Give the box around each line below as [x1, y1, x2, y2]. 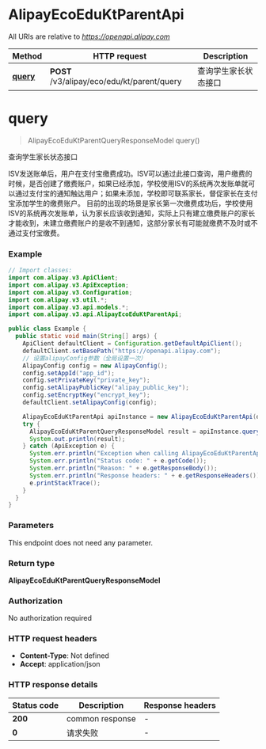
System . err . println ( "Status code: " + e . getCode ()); [28, 457, 207, 465]
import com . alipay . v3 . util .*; [8, 295, 108, 304]
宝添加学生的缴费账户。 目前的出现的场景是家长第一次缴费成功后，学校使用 [8, 198, 253, 207]
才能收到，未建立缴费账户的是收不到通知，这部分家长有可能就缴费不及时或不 [8, 218, 258, 227]
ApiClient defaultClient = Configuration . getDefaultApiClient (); [22, 340, 243, 348]
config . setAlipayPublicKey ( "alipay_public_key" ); [22, 384, 190, 392]
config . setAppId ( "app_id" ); [22, 369, 115, 377]
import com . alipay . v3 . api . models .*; [8, 303, 129, 311]
